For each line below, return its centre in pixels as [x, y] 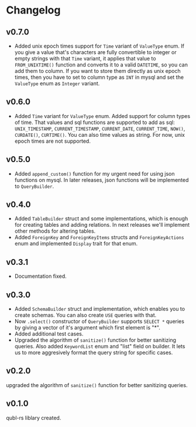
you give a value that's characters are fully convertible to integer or [95, 52]
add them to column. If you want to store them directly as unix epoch [97, 71]
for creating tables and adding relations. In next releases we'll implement [102, 225]
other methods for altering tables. [55, 231]
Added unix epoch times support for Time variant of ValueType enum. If [99, 46]
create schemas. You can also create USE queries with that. [85, 315]
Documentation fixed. [41, 276]
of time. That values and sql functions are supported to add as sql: [94, 122]
